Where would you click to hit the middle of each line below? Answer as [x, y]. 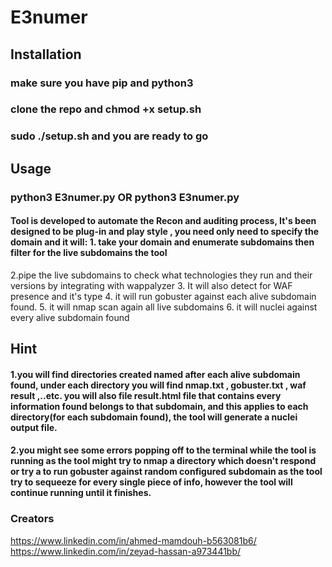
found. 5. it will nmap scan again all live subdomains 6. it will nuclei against [164, 307]
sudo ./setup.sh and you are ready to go [109, 136]
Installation [46, 54]
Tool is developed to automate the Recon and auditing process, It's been [163, 221]
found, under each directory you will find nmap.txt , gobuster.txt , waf [158, 385]
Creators [32, 519]
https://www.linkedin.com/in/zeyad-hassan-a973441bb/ [126, 551]
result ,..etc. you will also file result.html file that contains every [146, 395]
